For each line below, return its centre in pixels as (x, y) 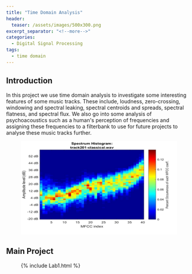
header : (16, 19)
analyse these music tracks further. (49, 132)
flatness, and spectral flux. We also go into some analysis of (79, 114)
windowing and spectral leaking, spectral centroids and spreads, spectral (95, 107)
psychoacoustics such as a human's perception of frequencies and (88, 120)
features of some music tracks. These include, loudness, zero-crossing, (93, 101)
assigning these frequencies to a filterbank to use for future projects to (92, 126)
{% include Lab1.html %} (51, 265)
